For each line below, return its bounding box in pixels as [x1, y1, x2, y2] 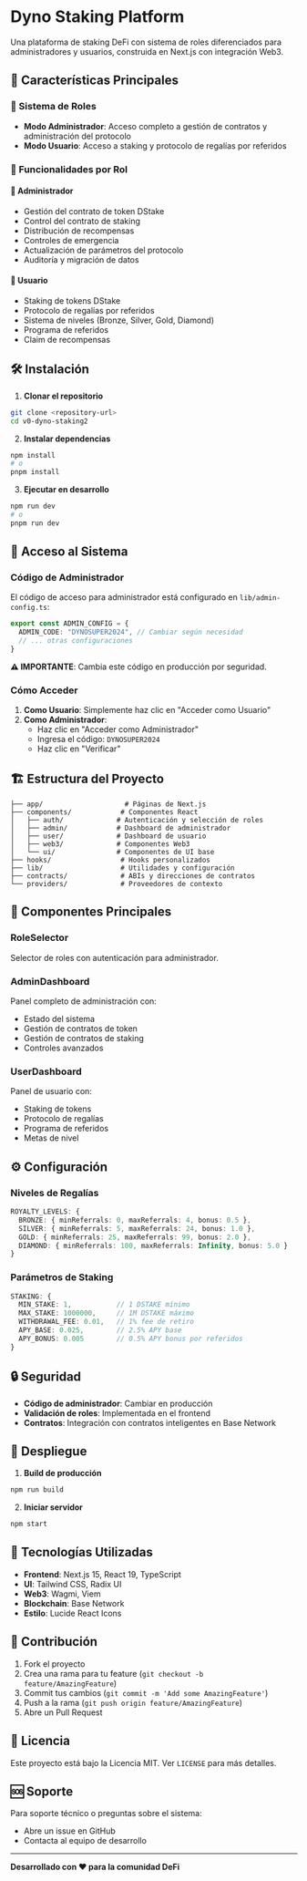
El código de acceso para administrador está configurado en [10, 592, 238, 603]
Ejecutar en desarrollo [23, 484, 110, 495]
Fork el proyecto [23, 1658, 86, 1669]
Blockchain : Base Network [23, 1597, 125, 1608]
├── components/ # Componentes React [10, 808, 199, 817]
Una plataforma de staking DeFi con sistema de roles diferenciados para [10, 36, 281, 47]
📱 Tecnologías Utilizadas [10, 1545, 153, 1560]
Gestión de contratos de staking [23, 1033, 145, 1044]
